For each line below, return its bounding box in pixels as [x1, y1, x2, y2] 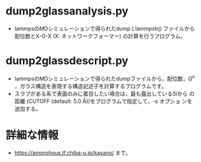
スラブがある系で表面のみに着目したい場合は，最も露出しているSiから [14, 90, 188, 97]
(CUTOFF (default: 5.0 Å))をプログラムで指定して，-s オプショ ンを [26, 98, 193, 105]
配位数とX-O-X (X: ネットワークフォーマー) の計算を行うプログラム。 [14, 32, 186, 40]
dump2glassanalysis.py [5, 4, 129, 18]
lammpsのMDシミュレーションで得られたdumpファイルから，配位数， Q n [14, 73, 195, 82]
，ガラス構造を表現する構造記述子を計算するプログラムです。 [14, 83, 167, 90]
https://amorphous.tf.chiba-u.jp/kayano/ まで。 [14, 149, 132, 157]
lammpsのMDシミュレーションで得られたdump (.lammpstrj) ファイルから [14, 25, 195, 32]
